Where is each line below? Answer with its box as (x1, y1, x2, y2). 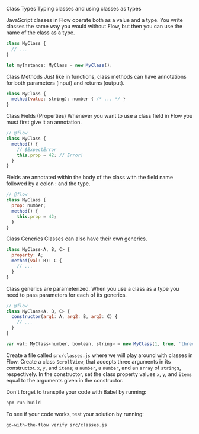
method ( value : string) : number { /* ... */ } (11, 96, 126, 102)
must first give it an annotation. (6, 118, 82, 126)
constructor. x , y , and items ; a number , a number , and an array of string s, (6, 364, 182, 371)
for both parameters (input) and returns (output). (6, 79, 125, 86)
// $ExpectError (17, 146, 57, 153)
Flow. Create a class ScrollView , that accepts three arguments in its (6, 358, 171, 365)
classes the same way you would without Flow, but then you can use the (6, 23, 182, 30)
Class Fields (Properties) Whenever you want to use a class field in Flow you (6, 112, 193, 120)
